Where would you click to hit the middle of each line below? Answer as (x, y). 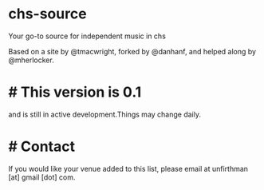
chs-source (47, 14)
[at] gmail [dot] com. (42, 177)
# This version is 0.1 (75, 92)
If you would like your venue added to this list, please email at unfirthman (128, 168)
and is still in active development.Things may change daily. (105, 114)
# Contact (42, 146)
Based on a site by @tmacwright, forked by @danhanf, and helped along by (132, 51)
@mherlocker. (31, 60)
